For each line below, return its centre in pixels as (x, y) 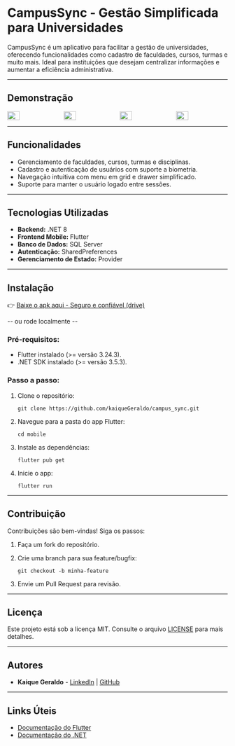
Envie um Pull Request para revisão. (69, 583)
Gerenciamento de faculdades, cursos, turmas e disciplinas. (104, 162)
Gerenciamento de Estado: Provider (70, 259)
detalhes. (21, 637)
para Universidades (65, 28)
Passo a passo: (34, 380)
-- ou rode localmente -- (43, 322)
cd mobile (32, 434)
